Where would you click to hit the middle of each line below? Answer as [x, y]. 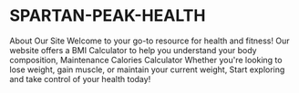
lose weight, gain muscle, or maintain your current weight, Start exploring [147, 70]
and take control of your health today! [80, 79]
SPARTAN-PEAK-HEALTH [108, 16]
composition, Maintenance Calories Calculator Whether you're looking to [146, 60]
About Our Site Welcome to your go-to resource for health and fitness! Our [149, 41]
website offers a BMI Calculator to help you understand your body [133, 50]
